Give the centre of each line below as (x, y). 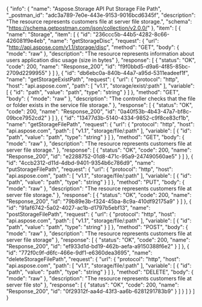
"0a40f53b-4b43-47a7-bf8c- (154, 111)
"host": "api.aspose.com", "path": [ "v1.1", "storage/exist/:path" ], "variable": (100, 86)
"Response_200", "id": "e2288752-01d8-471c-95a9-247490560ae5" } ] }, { (100, 156)
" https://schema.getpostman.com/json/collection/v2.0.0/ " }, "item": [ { (93, 28)
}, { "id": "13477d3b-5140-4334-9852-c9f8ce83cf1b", (122, 118)
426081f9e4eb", (27, 41)
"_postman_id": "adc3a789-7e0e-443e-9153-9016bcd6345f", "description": (101, 15)
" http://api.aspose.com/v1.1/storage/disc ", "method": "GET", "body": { (93, 47)
